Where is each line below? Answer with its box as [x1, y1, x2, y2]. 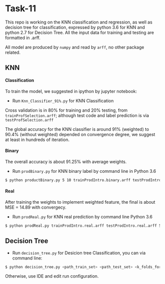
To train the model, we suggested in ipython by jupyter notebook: [5, 88, 137, 94]
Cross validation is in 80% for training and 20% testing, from [5, 107, 128, 113]
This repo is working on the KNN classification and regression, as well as [5, 19, 153, 25]
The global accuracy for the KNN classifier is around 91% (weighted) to [5, 126, 149, 132]
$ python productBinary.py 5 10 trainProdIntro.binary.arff [5, 177, 131, 183]
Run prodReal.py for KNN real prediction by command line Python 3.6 [12, 213, 153, 219]
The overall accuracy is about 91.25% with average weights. [5, 159, 127, 165]
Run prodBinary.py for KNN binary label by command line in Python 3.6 [12, 168, 156, 174]
